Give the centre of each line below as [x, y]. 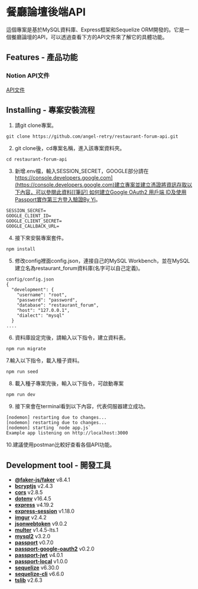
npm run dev [21, 395]
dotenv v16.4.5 [33, 499]
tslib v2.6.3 [28, 580]
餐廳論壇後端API [46, 12]
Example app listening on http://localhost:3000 [67, 433]
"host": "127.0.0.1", [43, 311]
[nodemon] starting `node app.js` [49, 428]
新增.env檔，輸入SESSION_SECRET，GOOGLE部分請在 [82, 171]
